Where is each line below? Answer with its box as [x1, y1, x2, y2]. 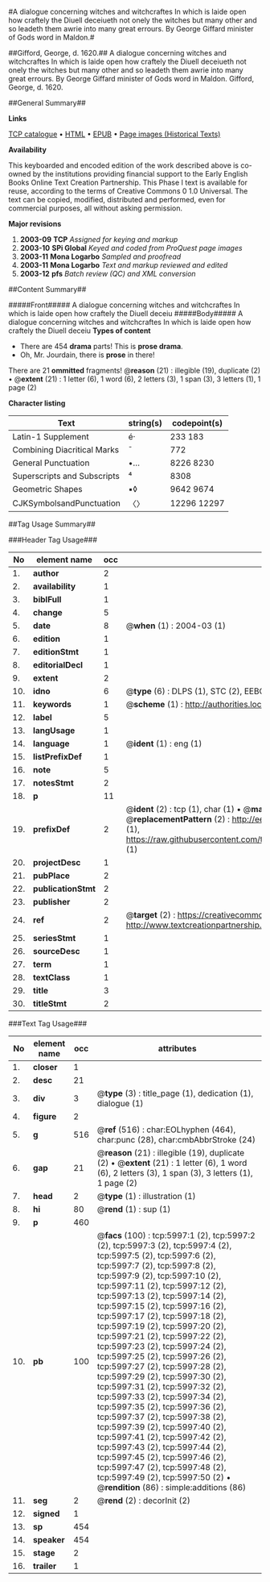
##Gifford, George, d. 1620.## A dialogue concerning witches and [8, 48, 227, 57]
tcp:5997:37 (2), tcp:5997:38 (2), [96, 1411, 227, 1422]
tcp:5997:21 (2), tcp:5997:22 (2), [96, 1330, 227, 1342]
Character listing [8, 398, 66, 408]
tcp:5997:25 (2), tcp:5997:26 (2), [96, 1351, 227, 1362]
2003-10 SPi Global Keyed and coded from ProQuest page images [19, 244, 243, 252]
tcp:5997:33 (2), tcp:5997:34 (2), [96, 1391, 227, 1402]
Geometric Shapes [12, 484, 83, 494]
